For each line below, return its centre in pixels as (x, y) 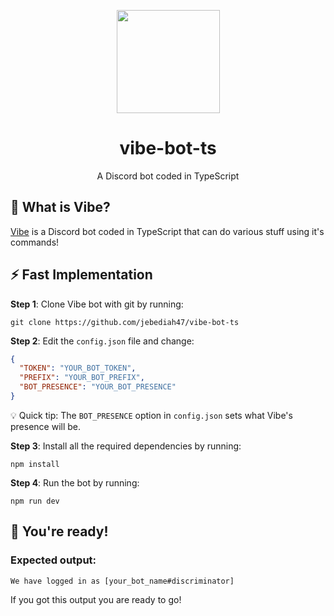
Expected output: (53, 560)
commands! (35, 242)
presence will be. (46, 426)
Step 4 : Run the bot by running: (75, 482)
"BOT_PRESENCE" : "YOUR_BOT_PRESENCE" (98, 387)
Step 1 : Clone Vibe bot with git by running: (97, 304)
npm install (35, 464)
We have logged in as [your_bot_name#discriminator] (122, 581)
